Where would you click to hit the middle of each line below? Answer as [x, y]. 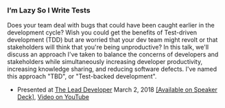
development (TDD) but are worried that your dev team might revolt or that [113, 40]
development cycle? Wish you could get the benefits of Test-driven [102, 32]
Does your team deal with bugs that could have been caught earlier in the [111, 25]
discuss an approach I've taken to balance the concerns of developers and [113, 54]
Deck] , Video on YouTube [53, 97]
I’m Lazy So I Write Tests [49, 10]
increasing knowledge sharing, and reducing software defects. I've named [112, 69]
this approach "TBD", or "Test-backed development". [82, 76]
